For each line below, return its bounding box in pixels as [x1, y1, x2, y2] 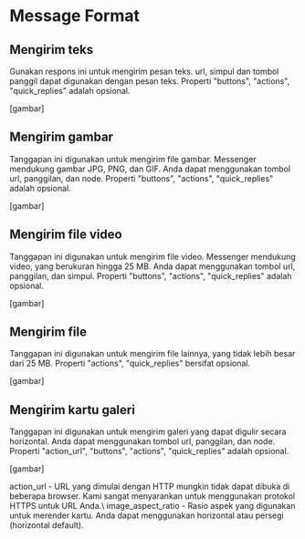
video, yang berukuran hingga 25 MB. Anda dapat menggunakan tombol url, [9, 261, 296, 272]
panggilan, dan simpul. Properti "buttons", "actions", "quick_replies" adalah [9, 270, 292, 281]
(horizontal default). [9, 520, 84, 531]
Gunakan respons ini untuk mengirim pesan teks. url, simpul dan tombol [9, 66, 279, 77]
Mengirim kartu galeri [9, 402, 135, 418]
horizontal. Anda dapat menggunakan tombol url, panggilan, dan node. [9, 436, 276, 447]
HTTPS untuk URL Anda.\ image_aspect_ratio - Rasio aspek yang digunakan [9, 501, 296, 512]
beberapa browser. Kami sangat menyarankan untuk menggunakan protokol [9, 491, 295, 502]
